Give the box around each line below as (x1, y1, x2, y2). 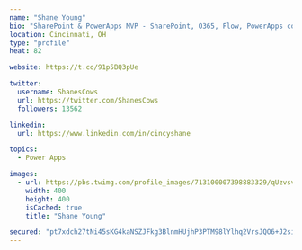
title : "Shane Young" (25, 211, 106, 220)
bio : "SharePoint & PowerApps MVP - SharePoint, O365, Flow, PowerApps (9, 22, 283, 31)
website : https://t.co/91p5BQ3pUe (9, 63, 139, 72)
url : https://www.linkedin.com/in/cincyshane (17, 129, 191, 138)
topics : (9, 145, 39, 154)
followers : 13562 (17, 104, 83, 113)
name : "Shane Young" (9, 13, 87, 22)
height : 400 (25, 194, 70, 203)
